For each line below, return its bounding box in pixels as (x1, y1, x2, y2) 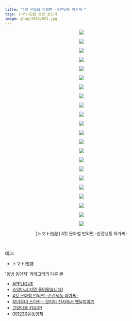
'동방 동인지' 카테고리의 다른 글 (5, 271, 64, 277)
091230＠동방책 (12, 311, 44, 317)
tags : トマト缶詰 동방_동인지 (5, 12, 57, 17)
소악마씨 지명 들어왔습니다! (12, 286, 63, 292)
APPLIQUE (12, 281, 33, 287)
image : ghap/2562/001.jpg (5, 16, 57, 21)
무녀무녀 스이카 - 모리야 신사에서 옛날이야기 (12, 299, 95, 304)
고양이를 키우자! (12, 305, 42, 311)
